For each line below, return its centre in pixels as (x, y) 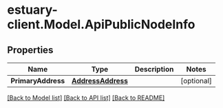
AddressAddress (100, 81)
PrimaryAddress (38, 81)
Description (154, 69)
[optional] (196, 81)
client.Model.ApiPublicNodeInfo (101, 24)
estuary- (32, 10)
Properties (30, 50)
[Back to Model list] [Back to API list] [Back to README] (86, 98)
